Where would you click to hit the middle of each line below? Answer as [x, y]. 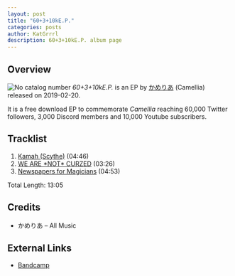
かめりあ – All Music [47, 225]
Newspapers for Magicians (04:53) [69, 171]
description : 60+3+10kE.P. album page [65, 41]
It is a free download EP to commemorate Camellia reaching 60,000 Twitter [117, 109]
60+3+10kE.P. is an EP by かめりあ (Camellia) [138, 87]
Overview [29, 69]
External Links [40, 248]
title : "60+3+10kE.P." [41, 21]
